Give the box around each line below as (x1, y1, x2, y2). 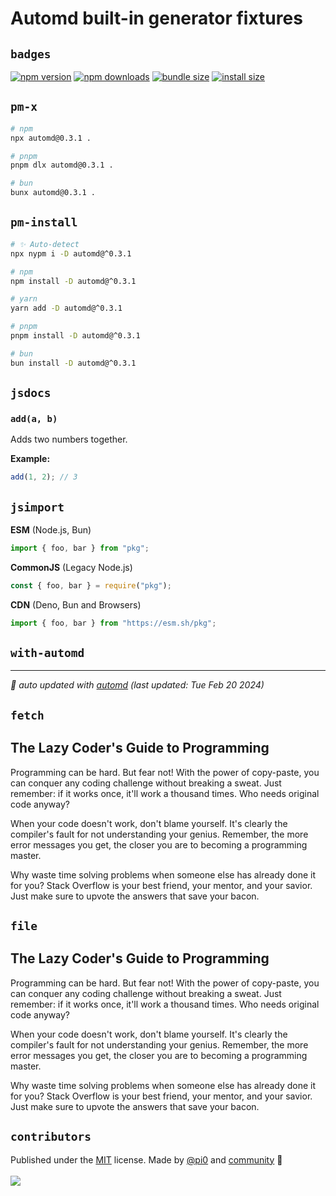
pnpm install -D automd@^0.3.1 (10, 331, 141, 341)
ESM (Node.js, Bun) (10, 524, 92, 536)
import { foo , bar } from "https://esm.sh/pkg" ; (10, 618, 217, 628)
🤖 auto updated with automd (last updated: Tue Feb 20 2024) (10, 679, 265, 691)
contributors (10, 1130, 92, 1144)
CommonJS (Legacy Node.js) (10, 561, 133, 573)
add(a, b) (10, 413, 58, 424)
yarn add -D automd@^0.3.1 (10, 303, 123, 314)
